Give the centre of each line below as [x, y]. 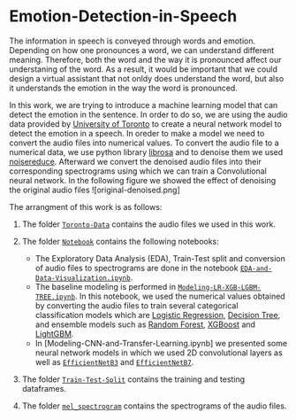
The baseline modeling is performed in [106, 286]
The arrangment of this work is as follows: [86, 206]
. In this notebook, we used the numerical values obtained [180, 296]
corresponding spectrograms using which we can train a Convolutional [138, 171]
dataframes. [44, 388]
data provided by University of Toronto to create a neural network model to [146, 124]
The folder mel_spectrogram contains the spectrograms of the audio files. [154, 406]
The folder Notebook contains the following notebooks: [120, 241]
